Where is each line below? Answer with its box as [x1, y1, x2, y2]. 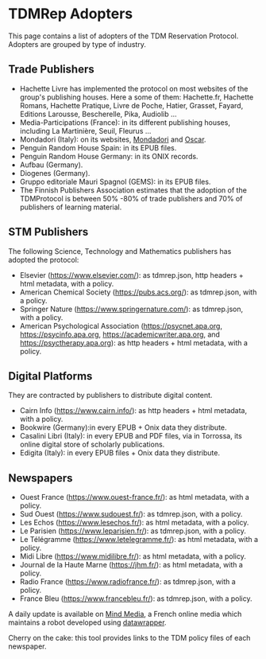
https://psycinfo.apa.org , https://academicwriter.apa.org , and [19, 329, 221, 339]
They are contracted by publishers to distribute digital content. [8, 391, 213, 400]
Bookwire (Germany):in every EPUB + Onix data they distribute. [19, 423, 228, 432]
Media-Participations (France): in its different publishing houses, [19, 117, 230, 127]
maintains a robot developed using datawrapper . [8, 618, 167, 627]
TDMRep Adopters [8, 5, 133, 23]
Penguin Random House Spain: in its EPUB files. [19, 142, 177, 152]
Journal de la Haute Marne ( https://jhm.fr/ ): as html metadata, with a [19, 560, 244, 570]
